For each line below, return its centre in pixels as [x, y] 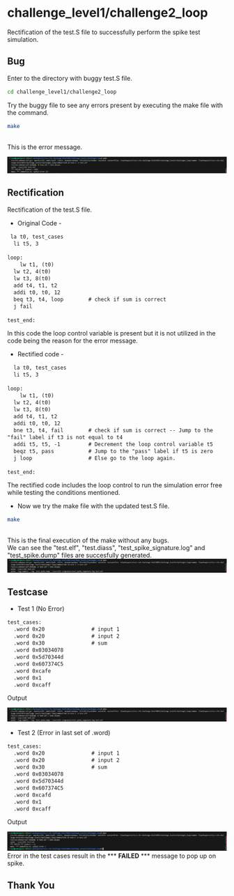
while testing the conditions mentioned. [64, 492]
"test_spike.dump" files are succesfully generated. [79, 555]
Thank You [31, 885]
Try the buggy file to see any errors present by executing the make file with [115, 105]
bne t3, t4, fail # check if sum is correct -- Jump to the [114, 430]
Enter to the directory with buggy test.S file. [70, 78]
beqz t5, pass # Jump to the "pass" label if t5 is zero [114, 451]
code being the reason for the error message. [72, 340]
